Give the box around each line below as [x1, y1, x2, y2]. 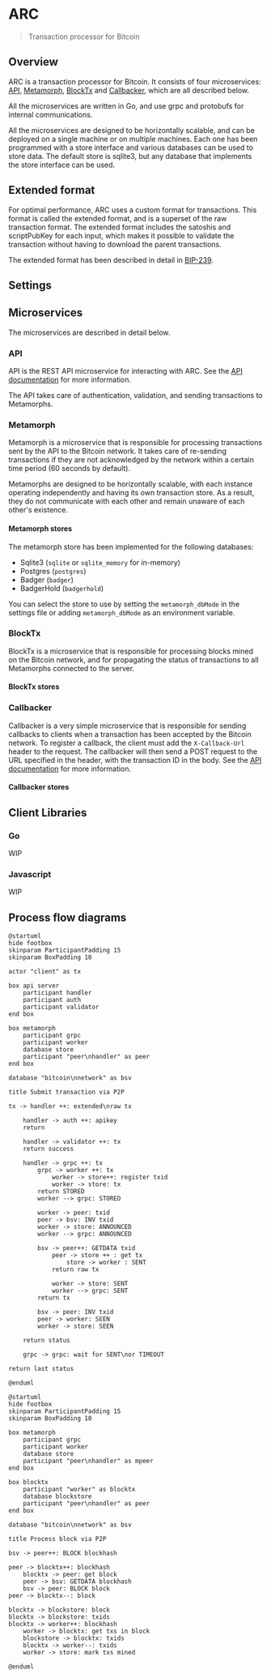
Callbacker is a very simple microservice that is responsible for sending [8, 721, 247, 730]
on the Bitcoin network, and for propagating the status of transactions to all [8, 654, 259, 665]
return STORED [37, 1188, 85, 1196]
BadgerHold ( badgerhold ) [19, 583, 104, 593]
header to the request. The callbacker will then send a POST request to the [8, 747, 258, 756]
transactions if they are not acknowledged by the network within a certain [8, 455, 255, 464]
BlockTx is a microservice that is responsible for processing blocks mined [8, 646, 253, 656]
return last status [8, 1365, 74, 1373]
